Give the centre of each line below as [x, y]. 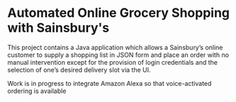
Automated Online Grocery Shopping [119, 13]
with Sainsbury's [58, 28]
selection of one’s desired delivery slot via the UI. [79, 70]
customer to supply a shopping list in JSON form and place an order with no [118, 55]
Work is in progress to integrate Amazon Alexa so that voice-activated [109, 83]
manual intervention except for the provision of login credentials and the [113, 62]
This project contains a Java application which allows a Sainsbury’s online [115, 47]
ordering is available [37, 91]
